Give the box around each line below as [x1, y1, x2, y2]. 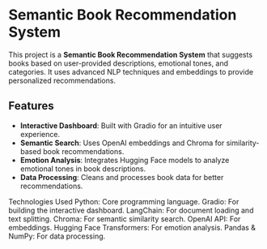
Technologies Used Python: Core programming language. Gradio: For [8, 196, 239, 206]
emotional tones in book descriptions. [19, 164, 146, 174]
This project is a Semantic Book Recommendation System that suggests [8, 49, 253, 59]
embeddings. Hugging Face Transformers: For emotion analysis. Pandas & [8, 222, 256, 232]
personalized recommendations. [8, 75, 116, 85]
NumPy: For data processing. [8, 231, 106, 241]
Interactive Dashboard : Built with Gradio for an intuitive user [19, 120, 222, 131]
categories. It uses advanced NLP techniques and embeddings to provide [8, 67, 253, 76]
